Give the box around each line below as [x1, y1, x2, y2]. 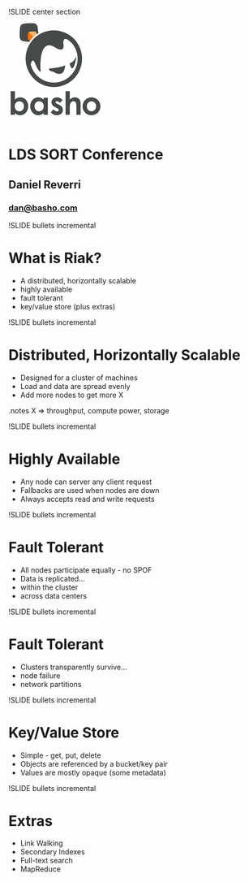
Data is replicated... [19, 573, 85, 583]
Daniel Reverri [8, 178, 81, 192]
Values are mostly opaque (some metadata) [19, 767, 166, 777]
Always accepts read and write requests [19, 494, 156, 504]
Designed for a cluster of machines [19, 373, 138, 383]
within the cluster [19, 582, 79, 592]
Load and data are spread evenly [19, 381, 131, 391]
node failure [19, 670, 61, 681]
